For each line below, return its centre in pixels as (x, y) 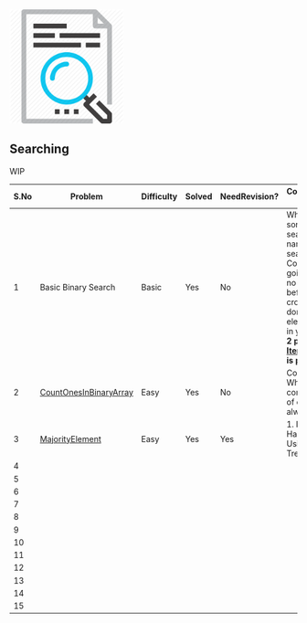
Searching (40, 149)
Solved (199, 196)
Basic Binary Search (78, 288)
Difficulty (159, 196)
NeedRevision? (249, 196)
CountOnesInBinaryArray (87, 392)
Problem (86, 196)
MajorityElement (71, 438)
